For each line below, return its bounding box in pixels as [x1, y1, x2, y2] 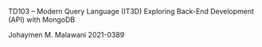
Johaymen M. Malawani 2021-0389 [8, 31, 125, 39]
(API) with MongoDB [8, 15, 76, 24]
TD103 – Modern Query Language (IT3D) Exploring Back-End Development [8, 7, 255, 16]
